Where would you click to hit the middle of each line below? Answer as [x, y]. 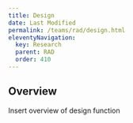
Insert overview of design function [64, 110]
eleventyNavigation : [42, 37]
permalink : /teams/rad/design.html [67, 30]
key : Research [38, 45]
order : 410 [33, 60]
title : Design [32, 15]
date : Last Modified [42, 23]
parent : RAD [35, 52]
